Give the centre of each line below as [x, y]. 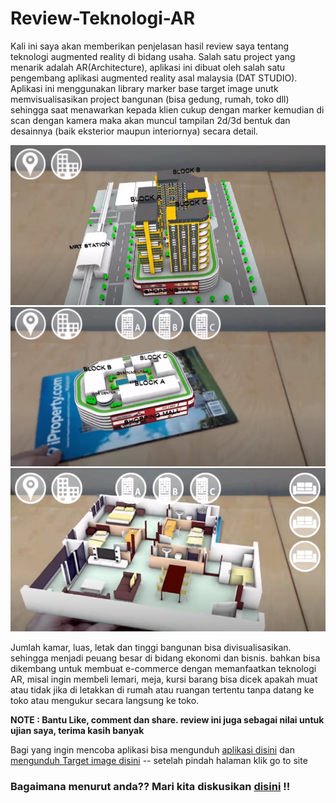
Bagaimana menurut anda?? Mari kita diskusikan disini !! [150, 786]
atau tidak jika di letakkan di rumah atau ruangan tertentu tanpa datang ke [162, 689]
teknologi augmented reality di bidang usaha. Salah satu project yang [153, 56]
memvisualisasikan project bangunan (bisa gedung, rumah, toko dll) [150, 99]
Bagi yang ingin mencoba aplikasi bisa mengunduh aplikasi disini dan [152, 749]
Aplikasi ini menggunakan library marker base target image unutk [144, 88]
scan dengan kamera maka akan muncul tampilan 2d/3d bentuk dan [150, 120]
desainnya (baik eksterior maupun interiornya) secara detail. [134, 131]
